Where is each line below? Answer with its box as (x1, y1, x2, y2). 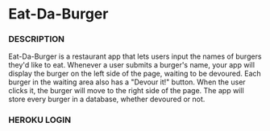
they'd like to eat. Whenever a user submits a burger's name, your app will (8, 60, 255, 70)
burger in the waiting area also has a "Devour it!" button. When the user (8, 77, 246, 87)
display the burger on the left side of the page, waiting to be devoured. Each (8, 69, 262, 79)
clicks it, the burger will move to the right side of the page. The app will (8, 86, 244, 96)
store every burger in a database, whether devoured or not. (8, 94, 206, 104)
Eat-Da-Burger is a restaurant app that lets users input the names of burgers (8, 51, 262, 61)
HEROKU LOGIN (8, 114, 71, 125)
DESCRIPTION (8, 34, 65, 45)
